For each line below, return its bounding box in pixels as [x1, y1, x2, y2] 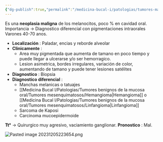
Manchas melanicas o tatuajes [19, 81, 81, 88]
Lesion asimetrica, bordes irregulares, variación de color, [19, 61, 133, 67]
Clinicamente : [12, 45, 42, 51]
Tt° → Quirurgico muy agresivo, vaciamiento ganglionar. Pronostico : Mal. [5, 122, 153, 128]
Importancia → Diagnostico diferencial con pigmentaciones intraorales [5, 25, 146, 32]
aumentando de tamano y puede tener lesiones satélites [19, 66, 132, 72]
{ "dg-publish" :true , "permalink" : [5, 7, 73, 12]
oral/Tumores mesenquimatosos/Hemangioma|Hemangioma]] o [19, 92, 147, 98]
